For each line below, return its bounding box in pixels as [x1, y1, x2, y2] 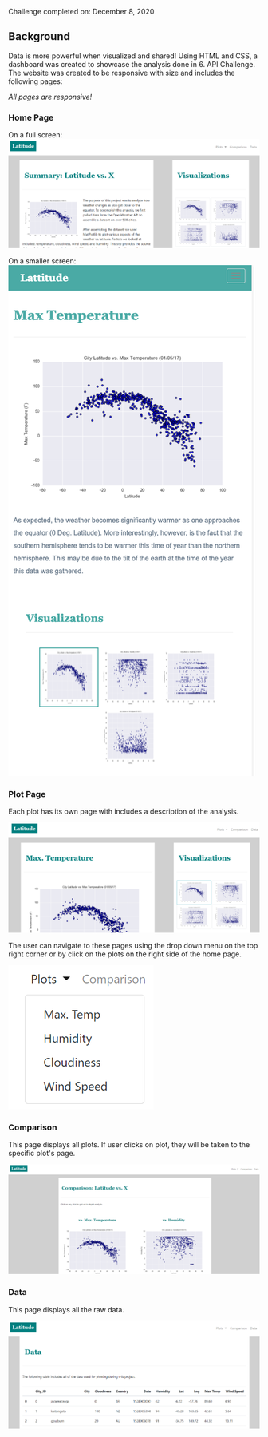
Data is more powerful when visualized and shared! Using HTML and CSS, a [8, 51, 258, 61]
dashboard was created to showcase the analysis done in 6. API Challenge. [8, 59, 256, 69]
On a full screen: [8, 130, 62, 140]
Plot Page [8, 788, 46, 799]
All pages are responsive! [8, 92, 93, 101]
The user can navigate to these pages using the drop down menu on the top [8, 940, 258, 950]
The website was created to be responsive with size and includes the [8, 68, 235, 77]
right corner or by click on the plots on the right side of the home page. [8, 949, 242, 959]
